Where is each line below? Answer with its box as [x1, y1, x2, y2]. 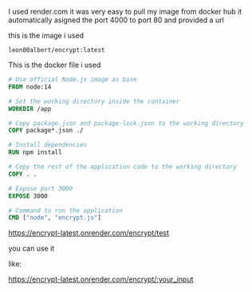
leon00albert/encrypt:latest [8, 46, 105, 54]
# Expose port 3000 [8, 184, 73, 192]
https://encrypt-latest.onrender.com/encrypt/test [8, 228, 170, 238]
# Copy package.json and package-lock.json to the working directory [8, 119, 245, 127]
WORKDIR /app [8, 105, 52, 112]
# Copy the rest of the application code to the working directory [8, 163, 238, 171]
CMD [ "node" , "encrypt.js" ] [8, 214, 102, 222]
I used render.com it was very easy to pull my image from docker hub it [8, 7, 242, 16]
